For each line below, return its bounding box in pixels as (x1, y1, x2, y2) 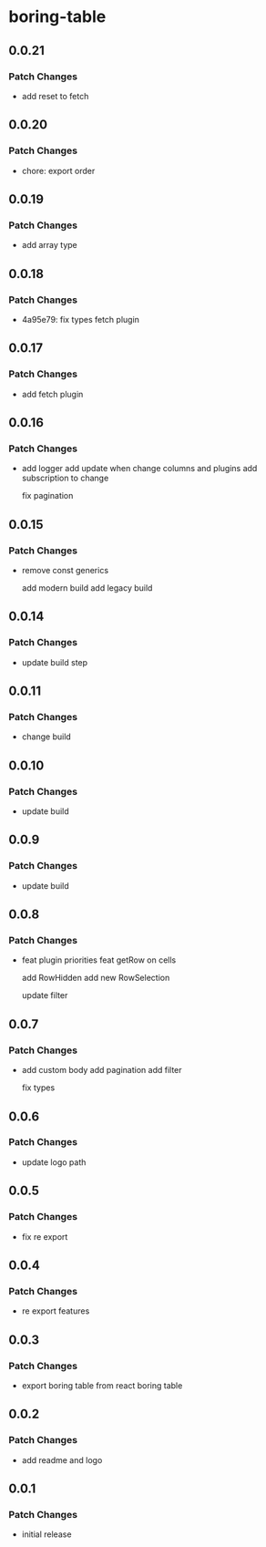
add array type (21, 240, 78, 251)
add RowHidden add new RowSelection (21, 973, 170, 984)
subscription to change (21, 472, 109, 484)
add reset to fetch (21, 90, 89, 101)
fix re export (21, 1231, 68, 1242)
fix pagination (21, 490, 74, 501)
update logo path (21, 1156, 87, 1168)
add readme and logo (21, 1454, 103, 1465)
